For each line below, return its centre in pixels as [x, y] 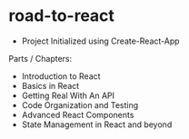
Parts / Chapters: [40, 58]
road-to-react [62, 16]
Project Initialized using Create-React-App [100, 41]
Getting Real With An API [68, 95]
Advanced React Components [78, 114]
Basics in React [50, 85]
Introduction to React [61, 76]
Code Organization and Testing [80, 104]
